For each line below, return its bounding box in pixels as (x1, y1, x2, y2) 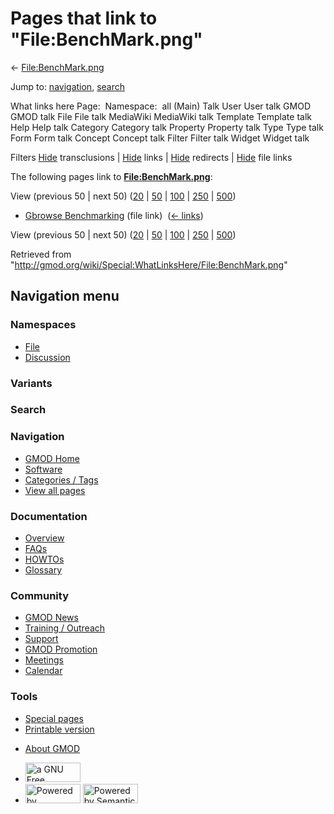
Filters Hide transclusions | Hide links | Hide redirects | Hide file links (10, 151, 293, 163)
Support (24, 633, 59, 645)
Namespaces (10, 318, 77, 332)
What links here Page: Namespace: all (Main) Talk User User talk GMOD (10, 100, 311, 112)
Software (24, 463, 63, 475)
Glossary (24, 564, 63, 576)
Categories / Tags (24, 473, 99, 486)
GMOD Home (24, 452, 80, 464)
